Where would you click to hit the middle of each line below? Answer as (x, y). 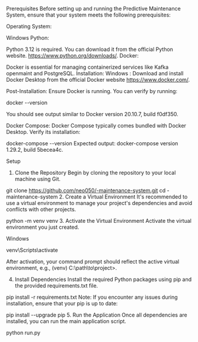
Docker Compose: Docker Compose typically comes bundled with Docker (96, 126)
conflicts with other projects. (41, 209)
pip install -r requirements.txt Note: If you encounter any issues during (92, 297)
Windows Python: (28, 38)
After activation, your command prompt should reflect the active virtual (93, 261)
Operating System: (29, 26)
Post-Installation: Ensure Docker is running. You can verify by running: (92, 91)
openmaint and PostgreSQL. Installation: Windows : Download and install (95, 73)
